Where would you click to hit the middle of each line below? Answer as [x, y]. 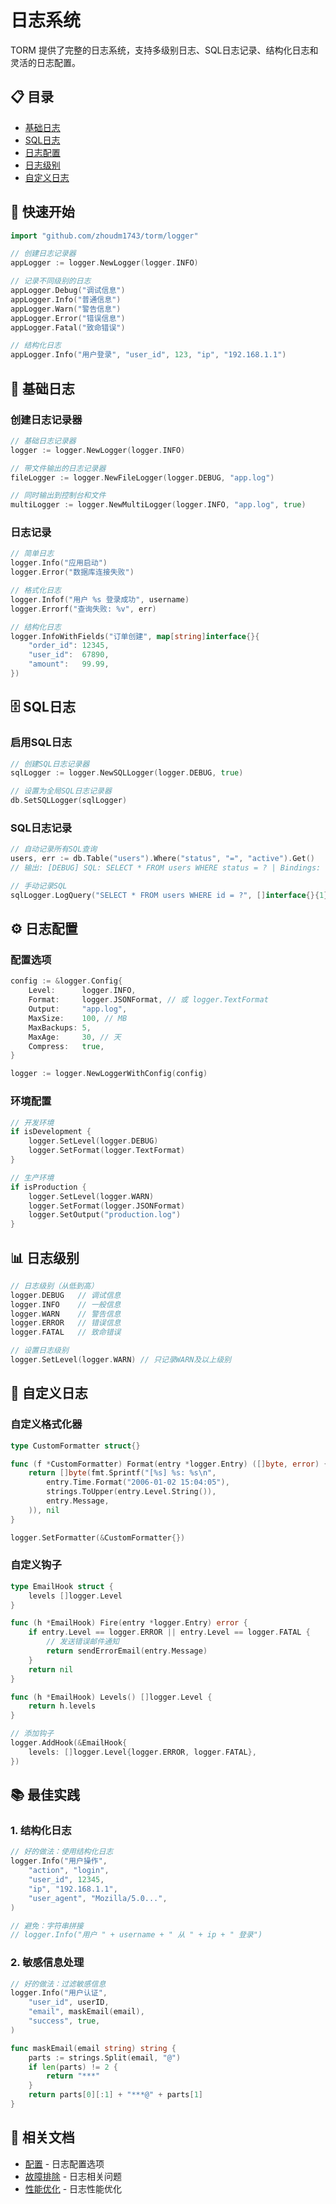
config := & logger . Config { [66, 981]
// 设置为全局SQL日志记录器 [61, 791]
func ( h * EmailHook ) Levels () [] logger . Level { [111, 1697]
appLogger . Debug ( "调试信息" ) [68, 291]
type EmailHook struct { [62, 1586]
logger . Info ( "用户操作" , [59, 1861]
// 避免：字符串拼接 [47, 1926]
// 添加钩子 [32, 1734]
